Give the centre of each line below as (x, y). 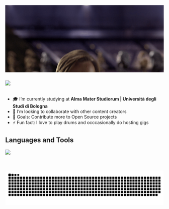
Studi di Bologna (30, 106)
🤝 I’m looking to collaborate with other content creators (69, 111)
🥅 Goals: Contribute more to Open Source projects (65, 117)
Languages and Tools (39, 140)
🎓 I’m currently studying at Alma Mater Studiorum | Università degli (84, 99)
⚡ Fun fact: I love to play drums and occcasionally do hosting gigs (80, 122)
